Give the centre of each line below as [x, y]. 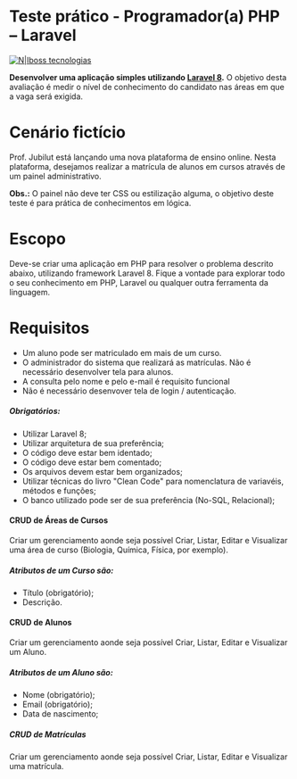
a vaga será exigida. [46, 96]
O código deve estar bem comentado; [92, 462]
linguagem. [30, 292]
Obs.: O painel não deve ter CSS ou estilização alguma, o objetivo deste [142, 193]
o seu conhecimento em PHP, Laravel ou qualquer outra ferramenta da [139, 282]
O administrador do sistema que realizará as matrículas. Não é [136, 362]
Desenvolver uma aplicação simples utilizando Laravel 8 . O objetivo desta [148, 77]
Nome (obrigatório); [58, 695]
